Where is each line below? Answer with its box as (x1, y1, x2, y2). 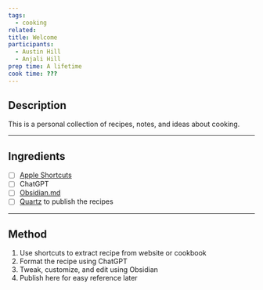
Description (8, 99, 67, 112)
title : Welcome (8, 33, 58, 42)
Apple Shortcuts (19, 170, 72, 180)
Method (8, 227, 48, 241)
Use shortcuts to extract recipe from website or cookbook (19, 248, 207, 258)
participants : (8, 41, 55, 49)
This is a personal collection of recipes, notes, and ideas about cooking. (8, 119, 240, 129)
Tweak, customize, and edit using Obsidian (19, 265, 159, 274)
